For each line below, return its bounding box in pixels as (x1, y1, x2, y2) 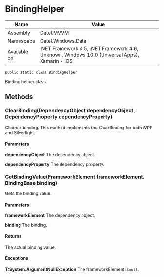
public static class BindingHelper (5, 70, 78, 75)
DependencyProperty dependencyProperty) (5, 113, 113, 120)
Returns (5, 233, 22, 239)
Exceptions (5, 256, 28, 261)
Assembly (7, 29, 31, 36)
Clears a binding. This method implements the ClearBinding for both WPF (5, 125, 153, 130)
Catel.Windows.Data (40, 37, 87, 44)
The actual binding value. (5, 244, 56, 250)
